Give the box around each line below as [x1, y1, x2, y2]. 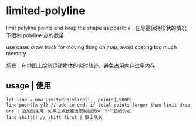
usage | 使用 [6, 81, 52, 91]
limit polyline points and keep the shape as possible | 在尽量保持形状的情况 [6, 24, 187, 31]
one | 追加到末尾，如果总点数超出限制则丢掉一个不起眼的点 [6, 108, 131, 114]
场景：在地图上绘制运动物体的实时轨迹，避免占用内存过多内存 [6, 62, 156, 69]
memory [6, 49, 26, 57]
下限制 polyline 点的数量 [6, 31, 65, 39]
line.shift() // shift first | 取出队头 [6, 114, 103, 120]
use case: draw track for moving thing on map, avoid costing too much [6, 43, 177, 51]
